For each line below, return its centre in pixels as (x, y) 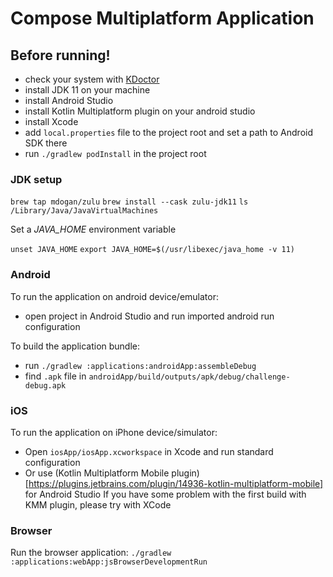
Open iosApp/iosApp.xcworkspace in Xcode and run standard (149, 451)
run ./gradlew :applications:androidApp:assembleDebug (140, 365)
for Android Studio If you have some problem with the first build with (165, 494)
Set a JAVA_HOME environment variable (93, 229)
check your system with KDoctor (92, 79)
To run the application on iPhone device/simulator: (114, 432)
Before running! (60, 55)
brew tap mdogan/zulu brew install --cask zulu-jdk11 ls (129, 202)
